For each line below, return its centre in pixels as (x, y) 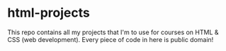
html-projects (49, 13)
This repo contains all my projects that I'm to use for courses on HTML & (113, 32)
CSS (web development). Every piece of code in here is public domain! (111, 39)
